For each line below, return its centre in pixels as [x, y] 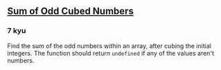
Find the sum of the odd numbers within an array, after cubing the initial [109, 46]
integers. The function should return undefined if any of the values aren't [111, 53]
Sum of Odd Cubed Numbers [70, 11]
